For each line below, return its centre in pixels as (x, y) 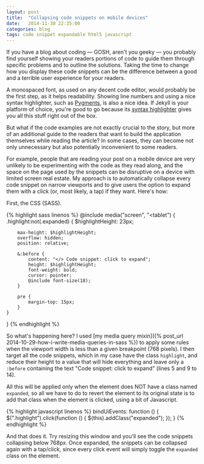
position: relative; (43, 244)
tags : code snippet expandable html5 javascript (69, 35)
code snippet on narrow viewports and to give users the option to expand (98, 185)
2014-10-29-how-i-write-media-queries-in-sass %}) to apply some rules (98, 343)
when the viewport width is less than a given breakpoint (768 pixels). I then (100, 349)
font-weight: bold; (53, 270)
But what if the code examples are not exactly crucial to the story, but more (101, 128)
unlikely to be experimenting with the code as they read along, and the (95, 165)
